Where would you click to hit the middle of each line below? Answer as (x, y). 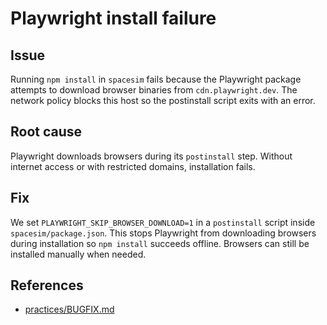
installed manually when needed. (78, 254)
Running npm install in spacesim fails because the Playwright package (156, 79)
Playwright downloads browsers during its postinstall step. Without (151, 156)
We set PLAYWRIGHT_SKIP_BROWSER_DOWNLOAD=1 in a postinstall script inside (163, 222)
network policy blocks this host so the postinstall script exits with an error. (163, 100)
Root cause (46, 132)
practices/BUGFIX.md (69, 309)
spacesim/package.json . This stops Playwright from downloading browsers (163, 233)
